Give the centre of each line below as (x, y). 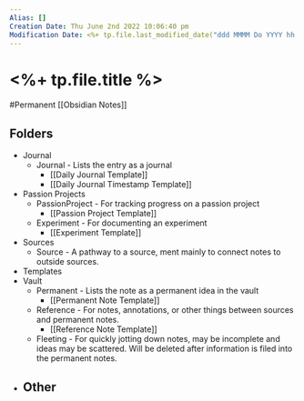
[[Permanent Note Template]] (105, 300)
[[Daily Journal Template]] (99, 175)
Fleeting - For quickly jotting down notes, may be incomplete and (158, 339)
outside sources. (67, 262)
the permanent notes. (76, 358)
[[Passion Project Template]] (103, 214)
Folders (31, 133)
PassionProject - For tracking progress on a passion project (148, 204)
